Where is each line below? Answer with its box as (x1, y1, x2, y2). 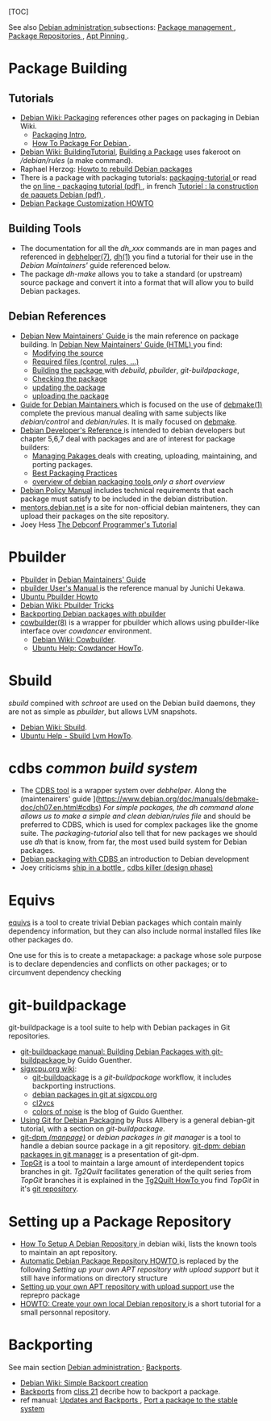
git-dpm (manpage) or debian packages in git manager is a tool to (19, 1133, 241, 1143)
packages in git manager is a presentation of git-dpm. (19, 1150, 199, 1160)
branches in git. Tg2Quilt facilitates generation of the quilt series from (19, 1167, 252, 1177)
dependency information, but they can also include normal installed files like (8, 926, 261, 936)
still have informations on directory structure (19, 1273, 168, 1283)
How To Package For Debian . (31, 139, 131, 148)
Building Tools (8, 222, 82, 236)
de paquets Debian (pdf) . (19, 190, 106, 199)
